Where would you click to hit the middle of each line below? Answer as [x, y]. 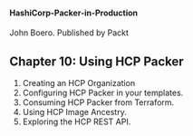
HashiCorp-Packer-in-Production [74, 13]
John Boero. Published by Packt [69, 33]
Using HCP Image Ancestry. [74, 112]
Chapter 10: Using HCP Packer [96, 61]
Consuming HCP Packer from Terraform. [98, 102]
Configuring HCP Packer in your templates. [103, 93]
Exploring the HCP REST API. [77, 121]
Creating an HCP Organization [79, 83]
